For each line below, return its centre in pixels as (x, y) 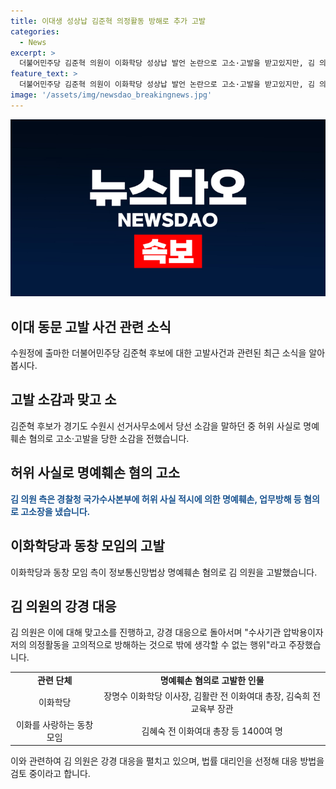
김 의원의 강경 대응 (63, 606)
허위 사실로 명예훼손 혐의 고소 (95, 473)
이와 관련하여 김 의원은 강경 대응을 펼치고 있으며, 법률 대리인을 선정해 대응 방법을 (167, 761)
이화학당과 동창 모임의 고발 (87, 546)
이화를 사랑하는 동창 (54, 724)
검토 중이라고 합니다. (50, 774)
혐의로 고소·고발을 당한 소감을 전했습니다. (109, 438)
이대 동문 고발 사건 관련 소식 (91, 326)
